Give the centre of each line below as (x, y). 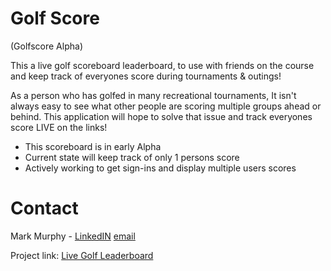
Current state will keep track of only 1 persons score (132, 157)
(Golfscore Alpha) (46, 46)
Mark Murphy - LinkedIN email (73, 236)
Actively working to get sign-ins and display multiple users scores (160, 168)
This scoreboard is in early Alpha (93, 146)
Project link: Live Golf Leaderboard (82, 255)
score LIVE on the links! (59, 127)
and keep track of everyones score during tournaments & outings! (146, 76)
